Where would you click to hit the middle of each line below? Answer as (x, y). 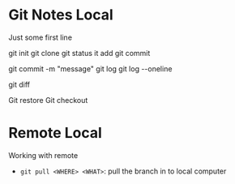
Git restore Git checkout (48, 100)
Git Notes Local (61, 15)
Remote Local (56, 133)
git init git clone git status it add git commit (79, 53)
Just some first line (41, 37)
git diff (19, 84)
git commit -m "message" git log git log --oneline (90, 68)
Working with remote (43, 155)
